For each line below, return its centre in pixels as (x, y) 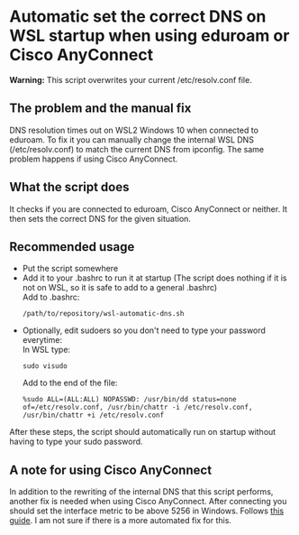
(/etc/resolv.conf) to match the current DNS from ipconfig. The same (136, 149)
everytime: (42, 340)
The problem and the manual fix (100, 109)
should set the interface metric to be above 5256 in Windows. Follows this (147, 511)
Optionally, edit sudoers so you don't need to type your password (144, 330)
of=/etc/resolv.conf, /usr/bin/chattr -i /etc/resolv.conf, (137, 408)
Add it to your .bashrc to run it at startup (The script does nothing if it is (154, 278)
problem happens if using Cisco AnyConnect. (94, 159)
